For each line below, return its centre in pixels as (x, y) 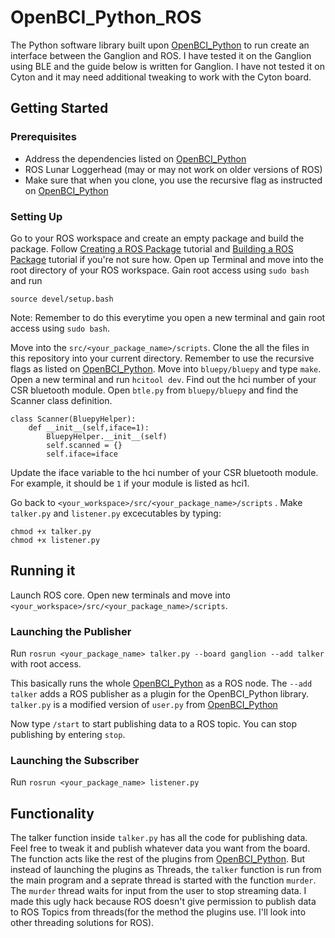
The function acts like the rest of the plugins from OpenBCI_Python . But (158, 859)
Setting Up (36, 216)
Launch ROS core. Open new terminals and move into (120, 595)
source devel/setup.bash (62, 299)
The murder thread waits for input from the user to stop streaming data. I (158, 891)
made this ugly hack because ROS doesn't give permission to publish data (163, 902)
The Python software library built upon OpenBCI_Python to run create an (160, 45)
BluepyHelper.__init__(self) (107, 436)
